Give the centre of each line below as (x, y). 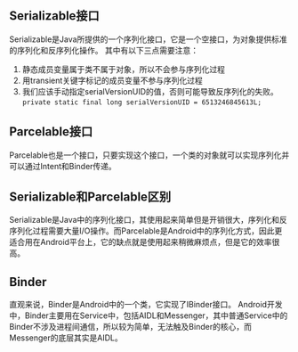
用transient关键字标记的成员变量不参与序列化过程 (112, 80)
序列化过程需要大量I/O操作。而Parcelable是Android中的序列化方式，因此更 (146, 231)
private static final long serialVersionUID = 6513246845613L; (142, 102)
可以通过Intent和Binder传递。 (63, 166)
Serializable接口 (54, 16)
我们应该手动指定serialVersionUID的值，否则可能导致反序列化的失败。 (150, 91)
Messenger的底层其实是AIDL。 (66, 338)
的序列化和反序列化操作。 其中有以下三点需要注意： (104, 50)
